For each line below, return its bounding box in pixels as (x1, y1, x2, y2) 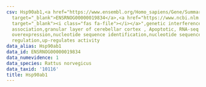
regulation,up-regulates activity (12, 37, 100, 43)
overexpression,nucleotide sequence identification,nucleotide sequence (12, 32, 202, 38)
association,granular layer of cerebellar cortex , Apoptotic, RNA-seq (12, 26, 199, 32)
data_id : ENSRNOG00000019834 (6, 49, 81, 55)
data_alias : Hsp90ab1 (6, 43, 62, 50)
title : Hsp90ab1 (6, 72, 48, 78)
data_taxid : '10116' (6, 66, 59, 72)
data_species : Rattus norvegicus (6, 60, 92, 66)
